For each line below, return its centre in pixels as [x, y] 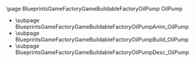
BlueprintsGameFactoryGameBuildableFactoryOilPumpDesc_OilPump [102, 52]
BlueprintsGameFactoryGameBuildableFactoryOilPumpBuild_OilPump [102, 39]
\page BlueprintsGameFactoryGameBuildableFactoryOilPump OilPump [94, 9]
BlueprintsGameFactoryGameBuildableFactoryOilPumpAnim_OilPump [102, 27]
